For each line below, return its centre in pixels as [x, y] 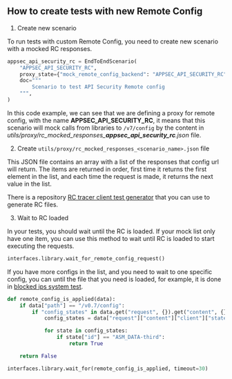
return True [86, 344]
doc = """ [30, 81]
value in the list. [29, 184]
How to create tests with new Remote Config [105, 11]
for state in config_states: [86, 331]
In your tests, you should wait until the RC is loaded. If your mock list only [111, 231]
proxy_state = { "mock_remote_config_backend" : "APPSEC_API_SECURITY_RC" [123, 74]
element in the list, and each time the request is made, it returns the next [110, 176]
